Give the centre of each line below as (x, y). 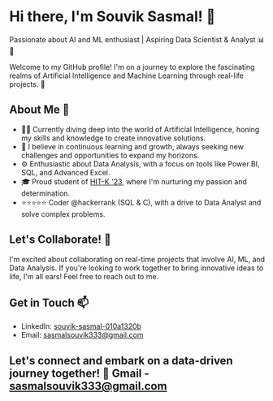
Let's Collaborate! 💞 (61, 240)
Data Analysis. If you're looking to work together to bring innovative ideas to (136, 268)
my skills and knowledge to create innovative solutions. (113, 138)
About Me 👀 (39, 110)
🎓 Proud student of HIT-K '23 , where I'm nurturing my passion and (134, 181)
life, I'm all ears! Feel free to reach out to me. (84, 276)
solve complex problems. (63, 213)
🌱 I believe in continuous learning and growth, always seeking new (132, 146)
